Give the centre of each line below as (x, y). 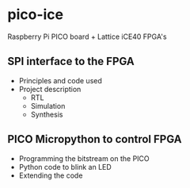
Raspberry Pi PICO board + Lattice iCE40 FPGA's (87, 36)
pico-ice (36, 15)
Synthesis (47, 114)
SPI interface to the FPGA (71, 61)
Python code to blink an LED (65, 167)
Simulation (48, 106)
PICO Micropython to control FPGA (95, 139)
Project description (50, 89)
